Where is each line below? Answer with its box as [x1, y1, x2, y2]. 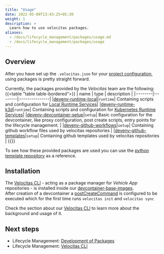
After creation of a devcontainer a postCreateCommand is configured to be [5, 190, 158, 196]
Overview [5, 58, 36, 66]
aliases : [5, 30, 23, 35]
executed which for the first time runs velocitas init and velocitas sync [5, 196, 154, 202]
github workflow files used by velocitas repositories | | [5, 127, 115, 133]
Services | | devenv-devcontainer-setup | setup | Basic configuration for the [5, 111, 153, 117]
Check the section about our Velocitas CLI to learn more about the [5, 205, 139, 211]
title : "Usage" [5, 7, 36, 12]
